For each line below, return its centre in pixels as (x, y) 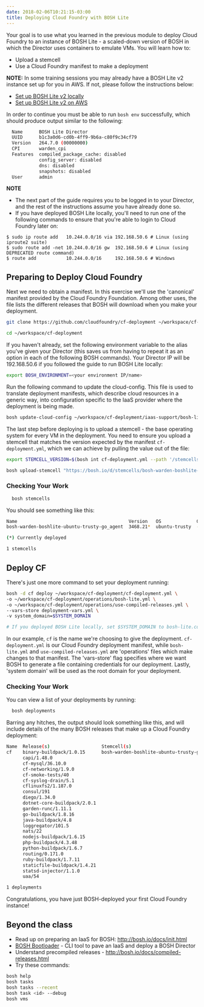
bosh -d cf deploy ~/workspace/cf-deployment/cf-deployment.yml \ (92, 593)
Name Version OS (84, 521)
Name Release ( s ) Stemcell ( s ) (69, 747)
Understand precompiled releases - (59, 952)
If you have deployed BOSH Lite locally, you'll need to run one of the (100, 213)
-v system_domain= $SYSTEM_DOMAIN (49, 616)
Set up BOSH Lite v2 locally (49, 96)
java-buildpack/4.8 (47, 820)
